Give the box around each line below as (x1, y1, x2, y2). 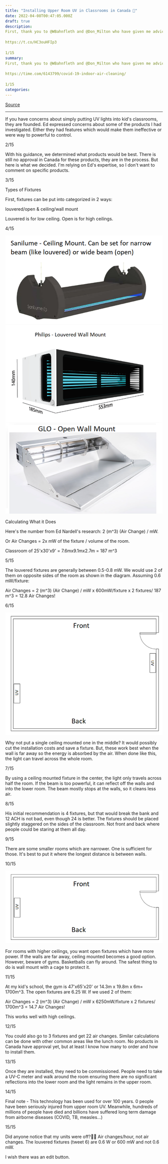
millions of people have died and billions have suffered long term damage (5, 1108, 156, 1115)
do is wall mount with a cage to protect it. (5, 964, 90, 970)
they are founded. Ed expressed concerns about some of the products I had (5, 121, 161, 127)
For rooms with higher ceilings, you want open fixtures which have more (5, 948, 154, 954)
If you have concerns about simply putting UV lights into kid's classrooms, (5, 116, 158, 122)
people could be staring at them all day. (5, 826, 86, 832)
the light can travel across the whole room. (5, 756, 93, 762)
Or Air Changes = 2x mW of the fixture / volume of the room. (5, 538, 130, 544)
